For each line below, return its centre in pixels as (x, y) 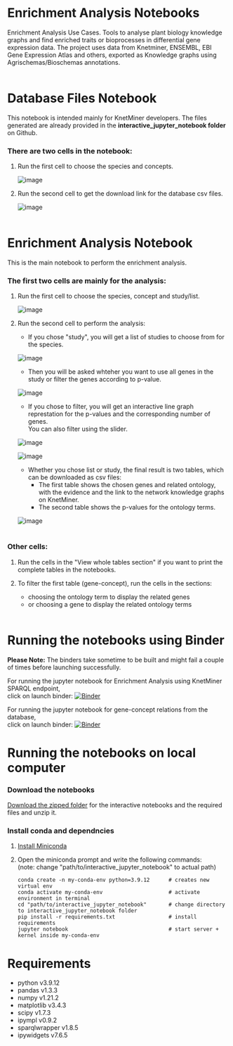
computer (36, 768)
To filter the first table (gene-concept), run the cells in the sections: (115, 583)
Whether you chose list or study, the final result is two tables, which (126, 470)
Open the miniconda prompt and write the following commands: (109, 859)
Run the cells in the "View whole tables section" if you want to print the (120, 562)
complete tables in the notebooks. (67, 569)
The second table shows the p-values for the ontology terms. (127, 508)
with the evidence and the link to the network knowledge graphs (131, 492)
